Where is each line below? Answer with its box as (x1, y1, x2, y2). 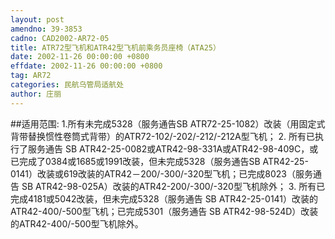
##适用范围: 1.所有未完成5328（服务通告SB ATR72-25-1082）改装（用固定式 (10, 117, 326, 130)
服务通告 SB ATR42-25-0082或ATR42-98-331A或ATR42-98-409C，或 (27, 142, 319, 155)
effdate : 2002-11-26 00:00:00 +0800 (10, 61, 163, 71)
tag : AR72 (10, 71, 52, 81)
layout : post (10, 14, 65, 25)
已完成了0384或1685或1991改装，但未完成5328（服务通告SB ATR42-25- (10, 155, 309, 167)
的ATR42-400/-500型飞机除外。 (10, 217, 144, 230)
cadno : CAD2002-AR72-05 (10, 33, 110, 43)
